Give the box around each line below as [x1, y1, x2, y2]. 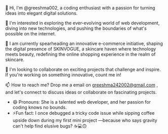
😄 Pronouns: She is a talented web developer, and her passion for [12, 99, 151, 105]
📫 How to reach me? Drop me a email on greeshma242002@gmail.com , [5, 82, 158, 88]
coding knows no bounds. [12, 104, 67, 110]
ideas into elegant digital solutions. [5, 10, 78, 16]
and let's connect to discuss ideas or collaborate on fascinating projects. [5, 89, 157, 95]
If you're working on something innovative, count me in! [5, 72, 121, 78]
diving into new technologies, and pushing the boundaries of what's [5, 25, 147, 31]
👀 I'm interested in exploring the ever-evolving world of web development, [5, 20, 160, 26]
